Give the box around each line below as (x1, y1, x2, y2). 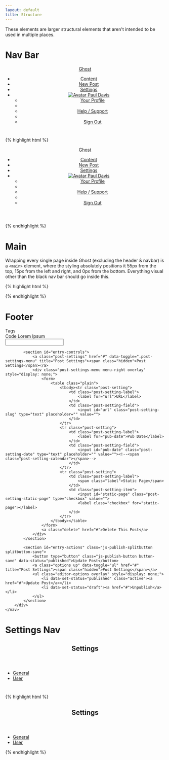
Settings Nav (5, 624, 61, 636)
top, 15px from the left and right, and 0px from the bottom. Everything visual (5, 268, 163, 274)
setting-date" (5, 452, 35, 457)
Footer (5, 311, 34, 323)
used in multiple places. (5, 31, 55, 38)
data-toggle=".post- (109, 354, 153, 359)
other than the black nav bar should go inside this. (5, 273, 110, 280)
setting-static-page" (5, 496, 51, 501)
